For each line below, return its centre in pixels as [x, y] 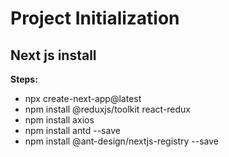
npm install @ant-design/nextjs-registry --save [122, 141]
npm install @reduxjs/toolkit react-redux [108, 109]
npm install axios [59, 120]
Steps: [24, 79]
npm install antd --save [72, 130]
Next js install [53, 55]
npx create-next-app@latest [83, 98]
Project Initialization [95, 18]
